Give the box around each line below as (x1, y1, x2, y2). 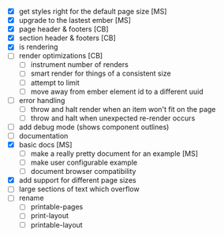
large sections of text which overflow (18, 184, 140, 194)
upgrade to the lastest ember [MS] (18, 16, 132, 25)
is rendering (18, 43, 58, 52)
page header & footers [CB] (18, 24, 109, 34)
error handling (18, 95, 65, 105)
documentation (18, 131, 69, 140)
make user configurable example (30, 157, 138, 168)
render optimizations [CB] (18, 51, 103, 61)
